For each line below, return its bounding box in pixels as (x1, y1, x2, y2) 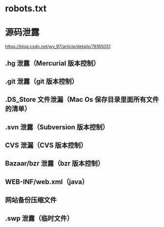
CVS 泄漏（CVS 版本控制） (5, 141, 87, 150)
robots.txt (5, 3, 47, 14)
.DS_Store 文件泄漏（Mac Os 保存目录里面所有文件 (5, 95, 159, 104)
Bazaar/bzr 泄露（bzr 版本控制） (5, 159, 104, 168)
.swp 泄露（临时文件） (5, 214, 73, 223)
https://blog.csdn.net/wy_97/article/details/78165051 (5, 44, 111, 50)
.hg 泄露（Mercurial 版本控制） (5, 59, 100, 67)
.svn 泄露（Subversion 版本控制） (5, 123, 109, 131)
